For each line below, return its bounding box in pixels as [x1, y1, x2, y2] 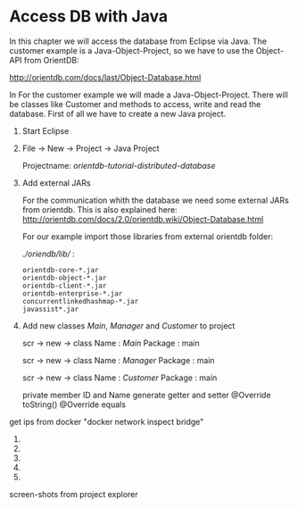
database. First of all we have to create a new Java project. [9, 108, 227, 119]
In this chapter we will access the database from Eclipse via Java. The [9, 36, 268, 46]
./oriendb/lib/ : [21, 248, 76, 259]
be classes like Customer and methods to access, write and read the [9, 98, 261, 109]
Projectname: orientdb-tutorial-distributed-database [21, 160, 216, 171]
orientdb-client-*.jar [21, 281, 107, 290]
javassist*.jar [21, 304, 79, 313]
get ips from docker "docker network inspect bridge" [9, 416, 204, 427]
